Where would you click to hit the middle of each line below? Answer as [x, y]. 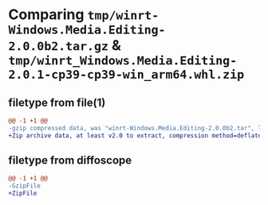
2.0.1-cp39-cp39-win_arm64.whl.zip [126, 75]
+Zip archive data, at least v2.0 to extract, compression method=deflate [135, 135]
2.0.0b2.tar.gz [59, 46]
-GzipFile [25, 186]
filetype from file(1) [57, 102]
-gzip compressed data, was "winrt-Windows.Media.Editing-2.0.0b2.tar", [132, 128]
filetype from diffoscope [70, 161]
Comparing [46, 15]
